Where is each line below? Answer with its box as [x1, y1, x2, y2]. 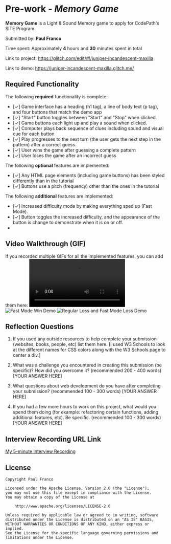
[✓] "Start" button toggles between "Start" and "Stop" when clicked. [12, 114, 157, 120]
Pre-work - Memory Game [5, 3, 119, 15]
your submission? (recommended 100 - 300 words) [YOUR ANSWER [12, 388, 157, 395]
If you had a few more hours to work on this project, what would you [12, 404, 157, 410]
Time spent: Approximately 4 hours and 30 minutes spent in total [5, 45, 142, 51]
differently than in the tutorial [12, 178, 74, 184]
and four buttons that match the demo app [12, 108, 102, 115]
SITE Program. [5, 25, 36, 31]
